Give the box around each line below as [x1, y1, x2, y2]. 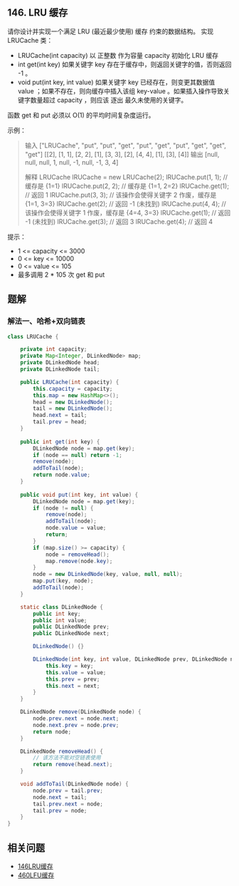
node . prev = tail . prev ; [33, 787, 103, 794]
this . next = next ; [45, 682, 100, 689]
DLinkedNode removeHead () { [20, 748, 103, 755]
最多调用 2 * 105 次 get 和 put [17, 270, 105, 279]
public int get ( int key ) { [20, 438, 100, 445]
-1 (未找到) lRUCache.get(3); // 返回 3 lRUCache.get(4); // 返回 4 [24, 217, 213, 226]
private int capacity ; [20, 346, 87, 353]
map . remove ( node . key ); [45, 557, 113, 565]
